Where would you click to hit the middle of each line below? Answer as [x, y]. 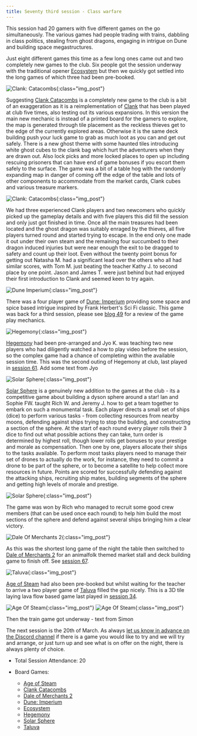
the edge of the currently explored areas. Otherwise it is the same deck [92, 131]
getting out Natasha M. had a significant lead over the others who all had [94, 260]
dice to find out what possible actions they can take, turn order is [84, 434]
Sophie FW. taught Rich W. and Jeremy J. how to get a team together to [92, 403]
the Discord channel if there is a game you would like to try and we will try [95, 636]
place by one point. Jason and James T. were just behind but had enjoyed [95, 272]
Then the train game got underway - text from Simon [70, 619]
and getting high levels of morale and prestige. [62, 484]
